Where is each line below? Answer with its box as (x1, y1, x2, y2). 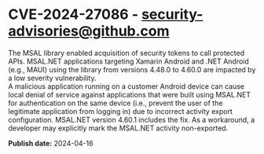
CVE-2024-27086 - (8, 5, 139, 24)
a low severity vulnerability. (8, 73, 97, 82)
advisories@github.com (8, 22, 170, 40)
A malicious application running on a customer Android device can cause (8, 81, 245, 91)
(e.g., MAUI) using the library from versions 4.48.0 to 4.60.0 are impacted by (8, 64, 256, 74)
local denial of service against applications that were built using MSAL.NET (8, 90, 251, 99)
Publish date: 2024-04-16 (8, 138, 93, 148)
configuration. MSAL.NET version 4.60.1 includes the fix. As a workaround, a (8, 115, 255, 124)
